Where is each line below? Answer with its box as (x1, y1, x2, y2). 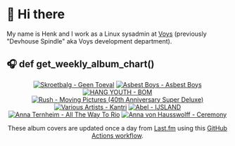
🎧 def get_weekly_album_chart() (6, 58, 155, 70)
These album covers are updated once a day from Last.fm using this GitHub (7, 124, 228, 132)
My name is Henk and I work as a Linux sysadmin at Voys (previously (6, 29, 207, 38)
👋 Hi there (6, 6, 65, 22)
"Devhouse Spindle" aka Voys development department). (6, 36, 172, 45)
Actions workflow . (91, 131, 144, 140)
